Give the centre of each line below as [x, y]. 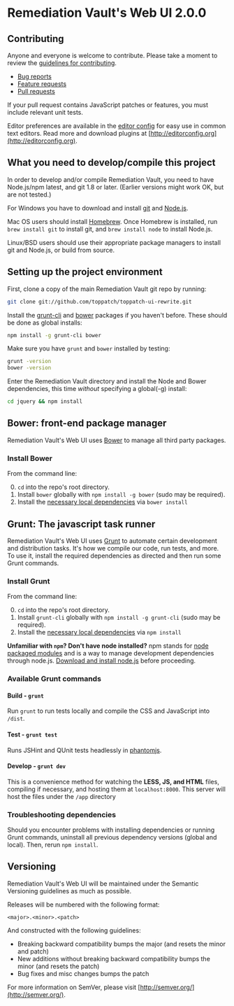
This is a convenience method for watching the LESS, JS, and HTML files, [114, 781]
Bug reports [35, 76]
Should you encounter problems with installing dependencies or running [111, 830]
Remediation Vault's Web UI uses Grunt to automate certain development [112, 541]
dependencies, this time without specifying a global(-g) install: [97, 389]
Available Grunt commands [54, 679]
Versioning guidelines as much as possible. [69, 891]
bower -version [29, 368]
